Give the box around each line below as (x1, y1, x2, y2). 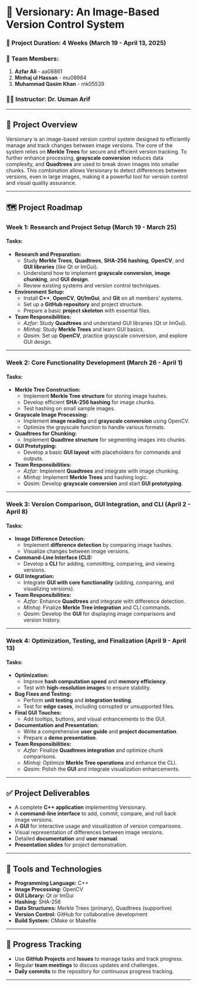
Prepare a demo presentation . (23, 734, 98, 741)
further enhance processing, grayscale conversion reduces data (6, 154, 164, 161)
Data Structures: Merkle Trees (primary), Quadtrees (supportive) (14, 905, 172, 912)
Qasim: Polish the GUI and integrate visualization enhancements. (23, 765, 180, 773)
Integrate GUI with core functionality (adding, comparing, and (23, 579, 175, 586)
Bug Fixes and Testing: (14, 690, 72, 698)
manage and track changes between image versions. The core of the (6, 141, 173, 149)
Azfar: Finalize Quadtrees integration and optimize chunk (23, 747, 164, 754)
